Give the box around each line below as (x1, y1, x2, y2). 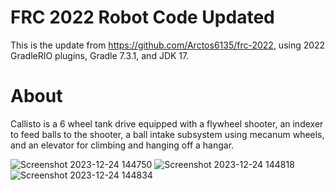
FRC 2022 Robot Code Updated (10, 6, 275, 29)
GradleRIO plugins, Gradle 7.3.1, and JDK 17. (10, 49, 190, 61)
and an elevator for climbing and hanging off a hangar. (10, 139, 235, 151)
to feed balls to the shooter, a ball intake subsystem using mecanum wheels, (10, 128, 325, 140)
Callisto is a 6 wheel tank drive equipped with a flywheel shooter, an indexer (10, 117, 324, 130)
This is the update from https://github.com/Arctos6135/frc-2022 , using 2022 (10, 39, 326, 51)
